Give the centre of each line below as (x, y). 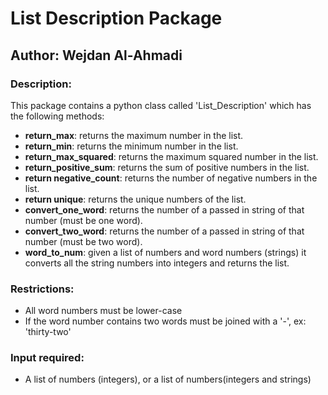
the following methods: (57, 116)
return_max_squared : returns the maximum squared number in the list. (171, 156)
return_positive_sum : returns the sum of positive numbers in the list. (167, 167)
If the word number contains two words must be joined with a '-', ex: (165, 321)
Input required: (47, 358)
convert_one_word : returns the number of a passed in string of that (164, 209)
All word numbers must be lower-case (103, 311)
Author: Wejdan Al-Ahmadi (96, 55)
